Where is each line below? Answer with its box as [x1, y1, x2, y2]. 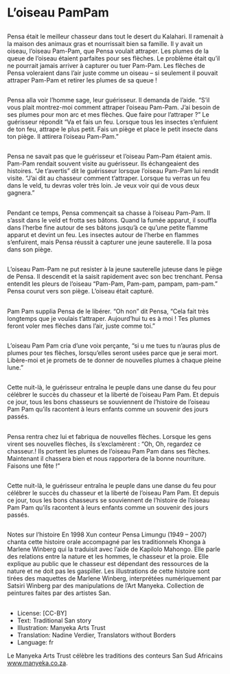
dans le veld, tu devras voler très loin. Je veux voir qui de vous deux [7, 181, 200, 190]
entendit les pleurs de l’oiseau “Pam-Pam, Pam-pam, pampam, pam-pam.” [7, 280, 218, 288]
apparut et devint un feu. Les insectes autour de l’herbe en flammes [7, 230, 199, 238]
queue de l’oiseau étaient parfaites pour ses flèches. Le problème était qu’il [7, 54, 220, 63]
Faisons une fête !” [7, 462, 60, 470]
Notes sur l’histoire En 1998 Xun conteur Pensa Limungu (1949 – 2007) [7, 530, 207, 539]
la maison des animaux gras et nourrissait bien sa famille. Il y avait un [7, 39, 203, 47]
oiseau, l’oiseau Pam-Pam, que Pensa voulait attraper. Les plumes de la [7, 47, 209, 55]
